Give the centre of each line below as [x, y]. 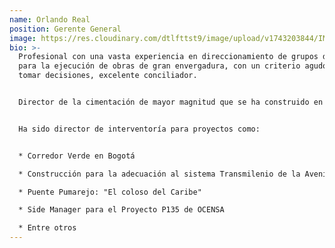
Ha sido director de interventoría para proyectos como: [139, 129]
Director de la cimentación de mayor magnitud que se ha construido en [171, 102]
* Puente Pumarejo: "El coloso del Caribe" [110, 192]
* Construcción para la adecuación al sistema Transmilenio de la [159, 174]
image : [23, 38]
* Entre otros [47, 228]
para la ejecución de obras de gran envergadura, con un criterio [159, 66]
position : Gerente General [65, 29]
